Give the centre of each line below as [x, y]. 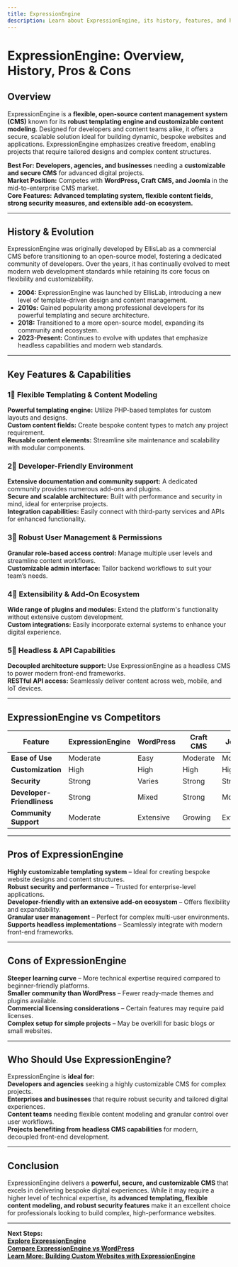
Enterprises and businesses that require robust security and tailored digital [118, 1099]
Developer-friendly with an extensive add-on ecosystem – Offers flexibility [119, 902]
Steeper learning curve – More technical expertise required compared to [114, 978]
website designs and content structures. [66, 879]
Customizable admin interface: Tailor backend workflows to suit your [109, 568]
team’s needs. [28, 576]
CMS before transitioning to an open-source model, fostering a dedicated [114, 257]
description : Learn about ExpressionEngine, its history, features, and [117, 21]
